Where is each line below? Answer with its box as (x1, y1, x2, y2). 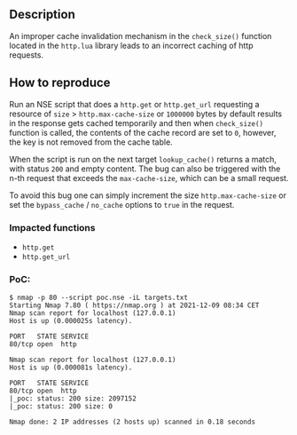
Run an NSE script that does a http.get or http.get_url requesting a (9, 99, 260, 109)
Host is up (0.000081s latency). (9, 363, 133, 372)
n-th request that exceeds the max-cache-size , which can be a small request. (9, 172, 289, 183)
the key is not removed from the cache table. (9, 137, 173, 147)
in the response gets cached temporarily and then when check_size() (9, 117, 264, 128)
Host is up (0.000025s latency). (9, 317, 133, 326)
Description (9, 7, 75, 22)
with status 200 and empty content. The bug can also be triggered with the (9, 163, 281, 174)
